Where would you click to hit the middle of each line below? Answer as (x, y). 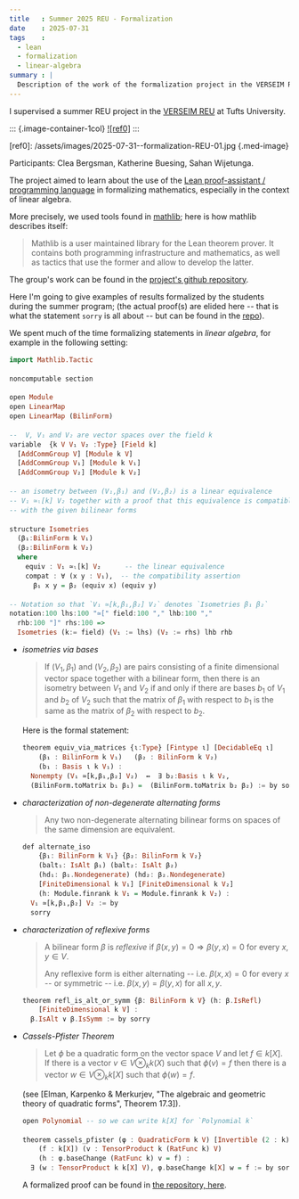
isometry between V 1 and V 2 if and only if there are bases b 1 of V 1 (165, 689)
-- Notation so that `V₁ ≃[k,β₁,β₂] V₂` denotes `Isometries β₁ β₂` (139, 604)
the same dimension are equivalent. (109, 829)
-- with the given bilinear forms (73, 510)
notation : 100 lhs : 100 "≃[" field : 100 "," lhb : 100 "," (111, 614)
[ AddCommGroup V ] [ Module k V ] (75, 454)
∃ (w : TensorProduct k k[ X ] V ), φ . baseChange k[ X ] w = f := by (152, 1168)
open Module (31, 398)
